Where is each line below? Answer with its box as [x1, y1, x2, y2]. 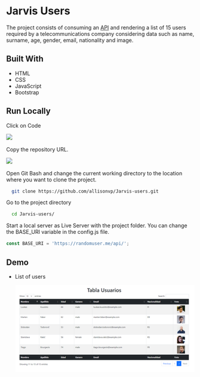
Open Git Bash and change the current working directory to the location [6, 169, 183, 177]
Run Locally [6, 106, 51, 116]
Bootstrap [14, 88, 39, 96]
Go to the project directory [6, 199, 72, 206]
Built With [6, 54, 44, 64]
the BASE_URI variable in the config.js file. [6, 228, 109, 236]
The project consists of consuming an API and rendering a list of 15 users [6, 24, 186, 31]
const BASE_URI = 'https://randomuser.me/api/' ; [6, 240, 130, 247]
